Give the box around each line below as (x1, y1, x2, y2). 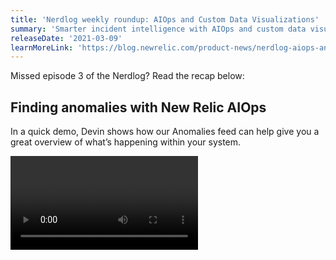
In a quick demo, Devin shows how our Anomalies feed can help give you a (10, 126, 320, 138)
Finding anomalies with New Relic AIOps (10, 99, 267, 116)
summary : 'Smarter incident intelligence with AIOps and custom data (10, 24, 307, 34)
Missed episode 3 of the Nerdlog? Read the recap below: (10, 70, 245, 82)
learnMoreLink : (10, 42, 74, 53)
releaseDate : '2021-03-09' (10, 33, 123, 43)
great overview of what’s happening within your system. (10, 136, 242, 148)
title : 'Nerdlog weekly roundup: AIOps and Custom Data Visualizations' (10, 14, 320, 25)
